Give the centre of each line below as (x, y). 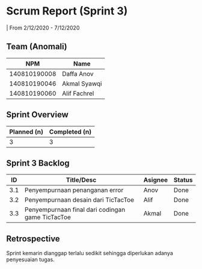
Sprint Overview (38, 115)
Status (183, 180)
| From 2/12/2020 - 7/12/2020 (43, 28)
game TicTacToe (48, 217)
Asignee (156, 180)
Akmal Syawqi (82, 84)
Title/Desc (81, 180)
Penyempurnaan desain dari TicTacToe (79, 200)
